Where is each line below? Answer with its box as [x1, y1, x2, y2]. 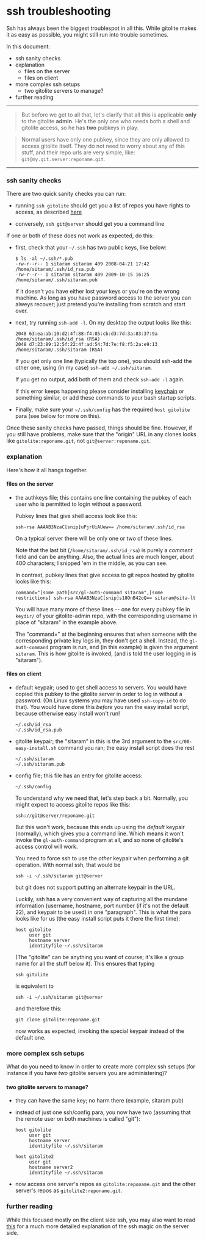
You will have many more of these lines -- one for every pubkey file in [15, 605, 190, 613]
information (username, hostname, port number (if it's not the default [15, 902, 189, 909]
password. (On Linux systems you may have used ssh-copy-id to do [15, 697, 186, 704]
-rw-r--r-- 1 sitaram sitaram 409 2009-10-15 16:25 [15, 272, 149, 278]
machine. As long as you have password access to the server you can [15, 294, 192, 301]
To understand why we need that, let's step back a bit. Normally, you [15, 794, 188, 802]
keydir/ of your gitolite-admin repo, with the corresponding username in [15, 612, 198, 619]
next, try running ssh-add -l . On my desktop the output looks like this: [15, 319, 192, 326]
